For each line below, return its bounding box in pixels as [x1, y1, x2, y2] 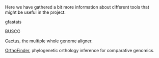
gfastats [5, 19, 22, 25]
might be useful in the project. [5, 9, 66, 15]
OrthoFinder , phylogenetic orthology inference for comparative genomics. [5, 48, 155, 53]
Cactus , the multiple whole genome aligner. [5, 38, 93, 44]
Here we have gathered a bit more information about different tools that [5, 4, 150, 10]
